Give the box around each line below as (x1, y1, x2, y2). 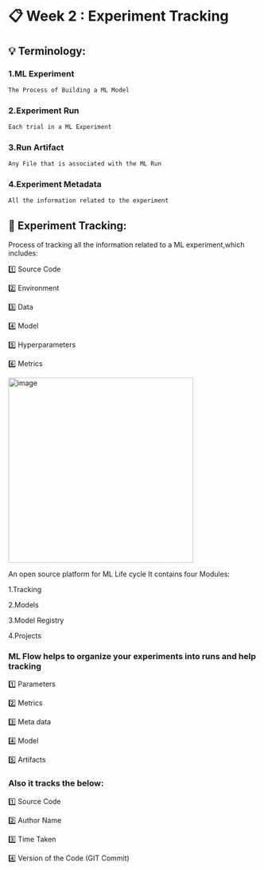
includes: (8, 248, 38, 258)
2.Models (8, 600, 40, 610)
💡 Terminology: (8, 44, 86, 57)
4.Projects (8, 631, 42, 641)
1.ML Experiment (8, 68, 75, 79)
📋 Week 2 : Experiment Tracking (8, 7, 229, 25)
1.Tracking (8, 585, 42, 595)
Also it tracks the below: (8, 778, 104, 789)
